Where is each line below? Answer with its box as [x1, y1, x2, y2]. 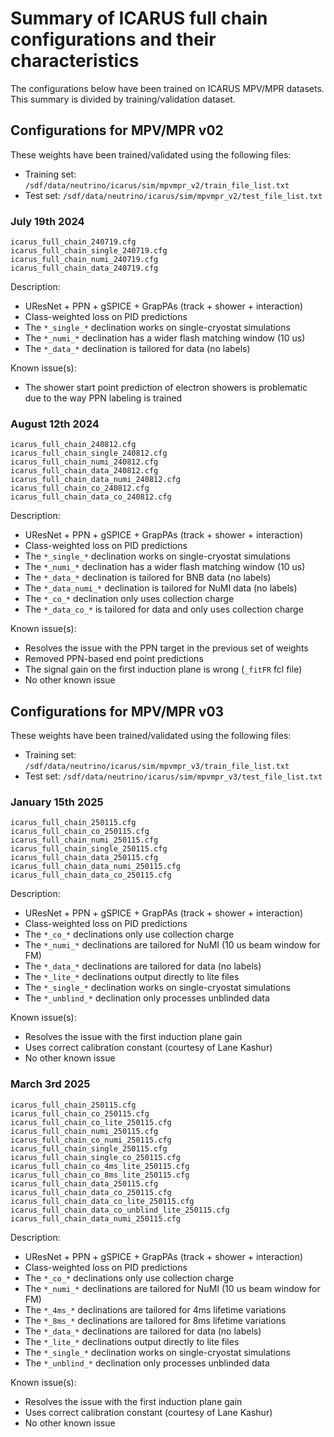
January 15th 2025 [10, 795, 104, 809]
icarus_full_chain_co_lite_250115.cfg [10, 1117, 172, 1127]
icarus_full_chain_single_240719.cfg [10, 246, 168, 256]
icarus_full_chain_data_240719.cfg [10, 263, 159, 274]
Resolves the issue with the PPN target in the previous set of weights [24, 642, 309, 654]
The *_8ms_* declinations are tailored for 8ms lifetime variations [24, 1314, 287, 1326]
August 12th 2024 [10, 417, 100, 431]
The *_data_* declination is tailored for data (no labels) [24, 343, 251, 355]
